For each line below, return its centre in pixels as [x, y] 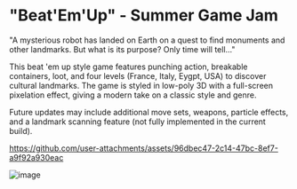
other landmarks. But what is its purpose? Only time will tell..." [122, 49]
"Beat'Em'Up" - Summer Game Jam [144, 16]
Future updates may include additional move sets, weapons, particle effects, [149, 112]
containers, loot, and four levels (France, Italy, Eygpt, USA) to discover [138, 75]
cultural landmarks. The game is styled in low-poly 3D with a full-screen [141, 85]
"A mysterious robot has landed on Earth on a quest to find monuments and [147, 40]
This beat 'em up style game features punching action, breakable [128, 67]
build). [21, 130]
